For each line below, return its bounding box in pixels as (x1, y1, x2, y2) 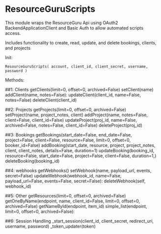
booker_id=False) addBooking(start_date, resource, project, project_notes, (5, 142, 156, 148)
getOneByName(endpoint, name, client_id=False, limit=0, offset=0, (5, 198, 140, 204)
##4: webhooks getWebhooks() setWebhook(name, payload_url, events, (5, 167, 152, 173)
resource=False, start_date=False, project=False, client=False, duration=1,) (5, 153, 157, 159)
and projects (5, 45, 31, 51)
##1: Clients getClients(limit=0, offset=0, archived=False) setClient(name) (5, 86, 154, 92)
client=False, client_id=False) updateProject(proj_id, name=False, (5, 117, 137, 123)
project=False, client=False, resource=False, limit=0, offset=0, (5, 137, 131, 143)
